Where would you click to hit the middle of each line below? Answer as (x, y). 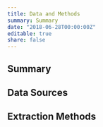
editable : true (30, 34)
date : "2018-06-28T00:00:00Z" (52, 27)
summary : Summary (33, 20)
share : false (26, 40)
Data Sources (38, 92)
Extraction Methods (52, 117)
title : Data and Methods (44, 14)
